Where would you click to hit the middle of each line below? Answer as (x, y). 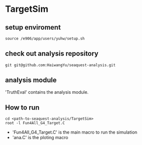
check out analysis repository (52, 54)
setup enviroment (33, 27)
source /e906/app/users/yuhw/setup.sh (45, 38)
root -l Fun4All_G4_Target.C (35, 123)
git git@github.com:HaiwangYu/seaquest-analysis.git (60, 65)
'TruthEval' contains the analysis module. (47, 92)
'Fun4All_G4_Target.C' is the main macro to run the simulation (75, 132)
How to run (22, 108)
